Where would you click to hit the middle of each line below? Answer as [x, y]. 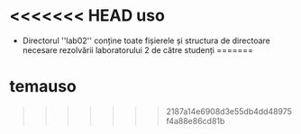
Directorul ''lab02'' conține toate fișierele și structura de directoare [146, 40]
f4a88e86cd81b [196, 121]
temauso [43, 87]
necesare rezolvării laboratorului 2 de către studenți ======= [138, 49]
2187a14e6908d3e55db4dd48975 [229, 111]
